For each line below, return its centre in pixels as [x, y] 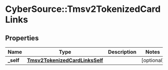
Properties [22, 38]
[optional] [153, 60]
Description [122, 52]
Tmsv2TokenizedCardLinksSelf [65, 60]
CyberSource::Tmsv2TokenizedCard [83, 9]
